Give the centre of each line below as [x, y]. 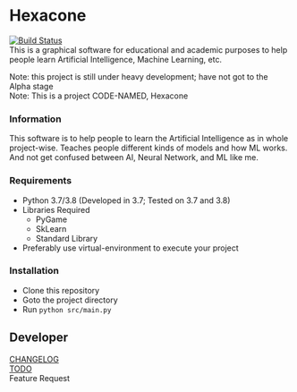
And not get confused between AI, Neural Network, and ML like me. [134, 158]
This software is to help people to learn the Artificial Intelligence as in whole [149, 139]
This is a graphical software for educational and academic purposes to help [148, 49]
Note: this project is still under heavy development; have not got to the [139, 76]
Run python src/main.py [67, 309]
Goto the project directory [70, 300]
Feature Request [39, 378]
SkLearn [51, 228]
